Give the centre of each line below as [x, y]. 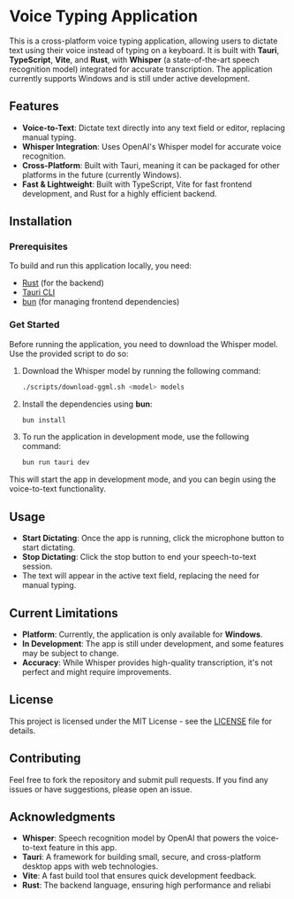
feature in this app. [83, 848]
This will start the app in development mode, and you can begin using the [143, 479]
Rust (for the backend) [63, 283]
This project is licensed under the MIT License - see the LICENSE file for [140, 721]
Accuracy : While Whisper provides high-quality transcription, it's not [147, 663]
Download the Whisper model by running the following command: [141, 370]
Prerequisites [38, 247]
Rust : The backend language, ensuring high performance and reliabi [146, 885]
